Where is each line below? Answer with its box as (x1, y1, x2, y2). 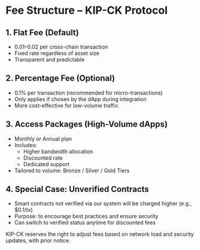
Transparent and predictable (14, 56, 85, 63)
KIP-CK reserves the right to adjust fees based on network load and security (5, 231, 194, 238)
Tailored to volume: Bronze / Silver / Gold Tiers (14, 167, 130, 174)
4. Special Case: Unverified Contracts (5, 184, 149, 194)
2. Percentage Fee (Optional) (5, 73, 115, 84)
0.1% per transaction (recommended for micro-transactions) (14, 89, 163, 96)
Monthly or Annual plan (14, 135, 72, 142)
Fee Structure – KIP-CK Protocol (5, 4, 168, 17)
